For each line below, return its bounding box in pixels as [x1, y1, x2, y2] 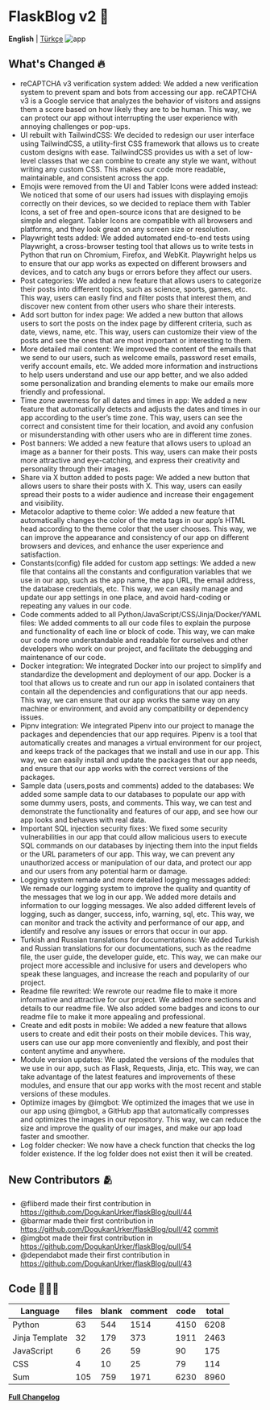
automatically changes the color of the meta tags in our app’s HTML [19, 515, 246, 525]
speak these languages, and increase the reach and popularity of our [19, 968, 250, 978]
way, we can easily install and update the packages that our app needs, [19, 755, 258, 765]
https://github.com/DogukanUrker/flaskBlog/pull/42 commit [19, 1224, 219, 1234]
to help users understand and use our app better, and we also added [19, 370, 248, 379]
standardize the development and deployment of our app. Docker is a [19, 669, 251, 679]
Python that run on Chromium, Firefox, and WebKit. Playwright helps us [19, 250, 257, 259]
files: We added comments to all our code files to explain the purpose [19, 618, 251, 628]
